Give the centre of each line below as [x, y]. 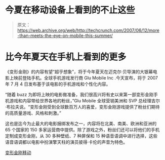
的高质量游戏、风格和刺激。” [33, 113]
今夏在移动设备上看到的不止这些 [70, 10]
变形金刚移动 [18, 152]
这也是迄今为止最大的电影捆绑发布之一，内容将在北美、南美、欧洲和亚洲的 [81, 123]
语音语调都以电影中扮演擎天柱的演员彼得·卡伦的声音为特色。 [66, 142]
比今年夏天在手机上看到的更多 [66, 57]
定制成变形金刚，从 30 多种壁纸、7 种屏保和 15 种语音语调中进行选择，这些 [82, 136]
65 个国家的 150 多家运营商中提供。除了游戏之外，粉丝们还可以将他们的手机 [82, 129]
